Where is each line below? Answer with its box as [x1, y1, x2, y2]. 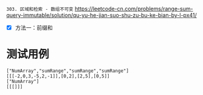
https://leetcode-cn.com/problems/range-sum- [75, 5, 193, 12]
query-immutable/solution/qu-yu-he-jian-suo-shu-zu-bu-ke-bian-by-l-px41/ [6, 11, 198, 19]
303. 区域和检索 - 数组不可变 [6, 6, 74, 12]
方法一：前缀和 [15, 24, 53, 31]
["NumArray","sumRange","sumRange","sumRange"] [6, 68, 129, 74]
